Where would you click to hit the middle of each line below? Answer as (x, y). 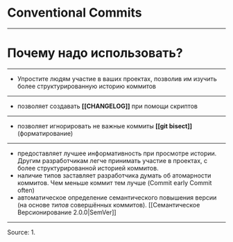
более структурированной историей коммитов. (88, 168)
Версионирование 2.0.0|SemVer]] (67, 212)
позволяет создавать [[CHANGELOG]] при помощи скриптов (107, 106)
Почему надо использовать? (95, 53)
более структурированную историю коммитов (87, 86)
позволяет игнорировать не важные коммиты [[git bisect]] (105, 126)
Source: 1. (21, 232)
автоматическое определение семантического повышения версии (117, 197)
